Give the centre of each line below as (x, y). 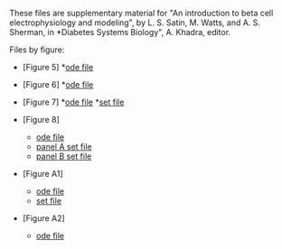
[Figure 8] (41, 120)
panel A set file (64, 147)
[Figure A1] (42, 174)
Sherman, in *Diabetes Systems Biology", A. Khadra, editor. (120, 32)
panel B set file (64, 156)
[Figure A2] (43, 218)
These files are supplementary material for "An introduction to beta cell (141, 13)
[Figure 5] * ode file (58, 67)
